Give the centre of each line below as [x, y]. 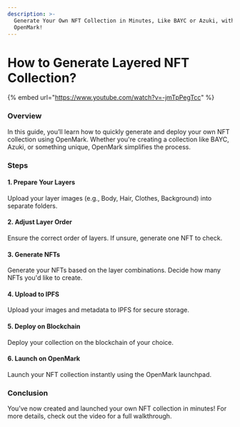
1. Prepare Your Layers [41, 182]
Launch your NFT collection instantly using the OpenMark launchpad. [110, 374]
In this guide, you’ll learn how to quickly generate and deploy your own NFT [119, 131]
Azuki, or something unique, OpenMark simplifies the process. [99, 146]
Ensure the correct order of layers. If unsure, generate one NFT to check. [115, 238]
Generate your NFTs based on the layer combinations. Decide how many [114, 270]
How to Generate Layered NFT [99, 62]
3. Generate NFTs [34, 254]
